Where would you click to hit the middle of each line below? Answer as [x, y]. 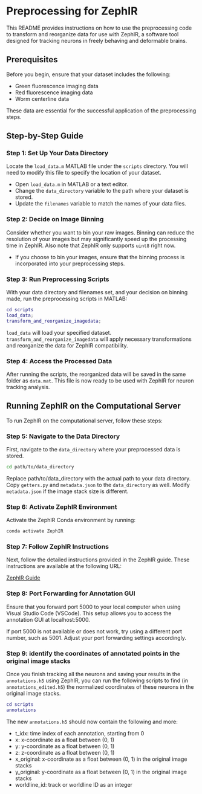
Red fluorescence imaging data [54, 92]
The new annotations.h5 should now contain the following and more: [92, 721]
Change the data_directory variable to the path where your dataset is [102, 191]
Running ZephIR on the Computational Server [94, 406]
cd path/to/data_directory [40, 467]
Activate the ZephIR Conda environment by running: [71, 520]
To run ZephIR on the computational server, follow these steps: [85, 421]
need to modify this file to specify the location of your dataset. [84, 173]
